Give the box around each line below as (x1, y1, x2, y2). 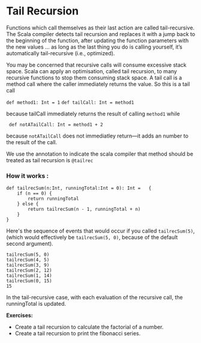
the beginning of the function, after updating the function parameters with (6, 37, 189, 44)
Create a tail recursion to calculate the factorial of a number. (14, 323, 164, 331)
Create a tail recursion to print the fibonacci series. (14, 330, 141, 337)
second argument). (6, 240, 53, 247)
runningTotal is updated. (6, 300, 67, 308)
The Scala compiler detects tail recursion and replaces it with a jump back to (6, 30, 196, 37)
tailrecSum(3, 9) (6, 263, 50, 269)
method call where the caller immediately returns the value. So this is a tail (6, 80, 190, 88)
